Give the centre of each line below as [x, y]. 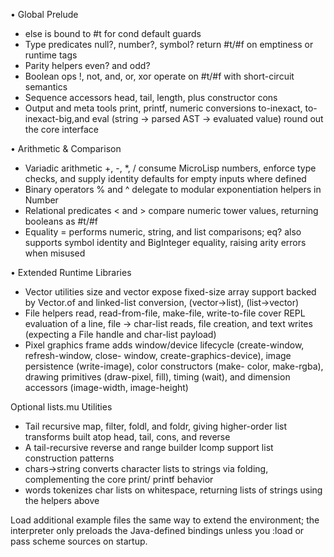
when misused [55, 253]
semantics [46, 87]
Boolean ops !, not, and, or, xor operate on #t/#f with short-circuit [159, 76]
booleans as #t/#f [61, 221]
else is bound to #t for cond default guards [113, 33]
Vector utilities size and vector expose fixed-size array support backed [170, 292]
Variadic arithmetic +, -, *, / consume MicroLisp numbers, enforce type [170, 168]
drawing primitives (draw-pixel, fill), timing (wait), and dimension [157, 377]
